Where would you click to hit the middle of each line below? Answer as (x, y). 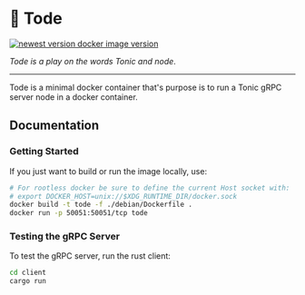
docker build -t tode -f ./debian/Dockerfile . (101, 205)
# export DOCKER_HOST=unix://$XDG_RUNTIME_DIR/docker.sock (123, 196)
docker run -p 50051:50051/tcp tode (79, 213)
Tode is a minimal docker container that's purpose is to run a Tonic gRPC (146, 87)
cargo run (28, 281)
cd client (28, 273)
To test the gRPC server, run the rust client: (90, 256)
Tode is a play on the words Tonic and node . (93, 61)
